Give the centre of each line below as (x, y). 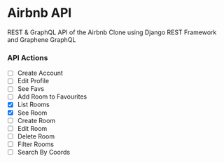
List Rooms (34, 105)
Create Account (40, 73)
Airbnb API (40, 13)
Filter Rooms (36, 144)
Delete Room (36, 136)
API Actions (28, 57)
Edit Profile (33, 81)
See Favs (30, 89)
